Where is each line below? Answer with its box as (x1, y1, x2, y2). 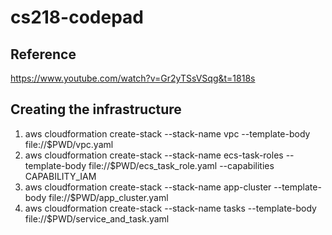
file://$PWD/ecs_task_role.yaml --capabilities (88, 159, 275, 171)
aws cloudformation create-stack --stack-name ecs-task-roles (24, 149, 284, 161)
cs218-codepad (10, 6, 144, 29)
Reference (10, 46, 77, 63)
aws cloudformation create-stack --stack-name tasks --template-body (24, 202, 317, 214)
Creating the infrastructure (10, 101, 182, 118)
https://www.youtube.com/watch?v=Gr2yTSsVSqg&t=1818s (10, 72, 256, 84)
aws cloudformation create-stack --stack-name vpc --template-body (24, 127, 311, 140)
